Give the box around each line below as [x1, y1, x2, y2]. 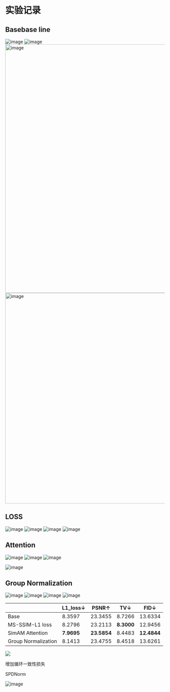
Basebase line [5, 25, 51, 34]
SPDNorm [5, 671, 26, 677]
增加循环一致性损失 [5, 661, 46, 667]
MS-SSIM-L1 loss [8, 621, 52, 628]
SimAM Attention [8, 629, 48, 637]
